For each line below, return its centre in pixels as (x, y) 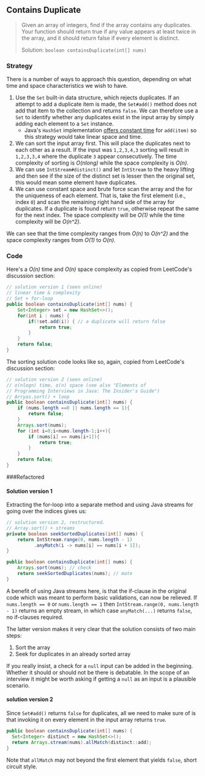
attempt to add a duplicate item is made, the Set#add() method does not (106, 104)
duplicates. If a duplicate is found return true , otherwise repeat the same (107, 209)
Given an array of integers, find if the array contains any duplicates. (106, 25)
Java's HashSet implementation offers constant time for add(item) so (110, 130)
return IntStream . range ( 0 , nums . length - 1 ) (75, 539)
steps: (14, 635)
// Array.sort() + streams (41, 528)
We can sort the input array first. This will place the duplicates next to (103, 143)
